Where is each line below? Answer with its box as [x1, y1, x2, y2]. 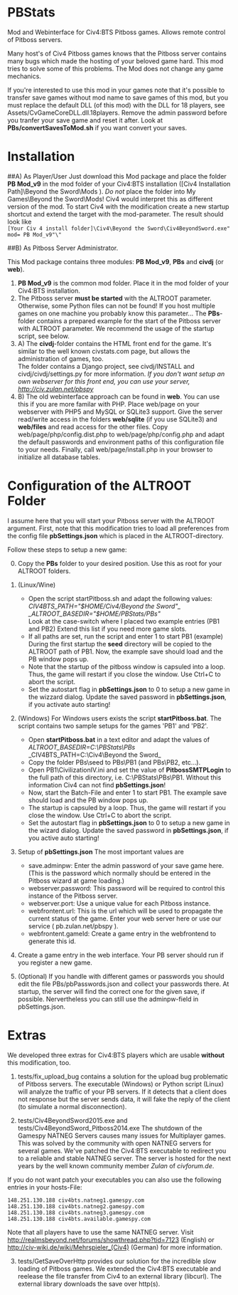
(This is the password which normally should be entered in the [28, 869, 211, 877]
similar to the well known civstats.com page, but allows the [17, 347, 190, 355]
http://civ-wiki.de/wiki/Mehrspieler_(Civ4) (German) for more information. [7, 1243, 222, 1252]
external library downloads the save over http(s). [17, 1279, 161, 1288]
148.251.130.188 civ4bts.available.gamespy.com [7, 1215, 151, 1222]
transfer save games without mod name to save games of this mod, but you [7, 93, 229, 102]
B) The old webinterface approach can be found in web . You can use [17, 392, 220, 401]
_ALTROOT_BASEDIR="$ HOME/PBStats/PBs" [28, 609, 161, 618]
